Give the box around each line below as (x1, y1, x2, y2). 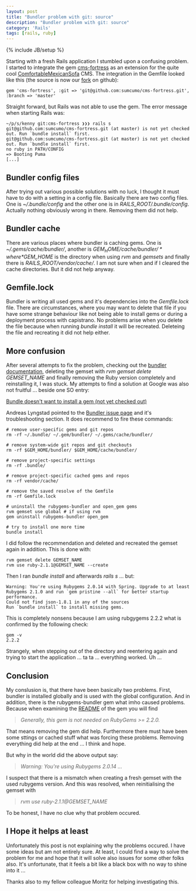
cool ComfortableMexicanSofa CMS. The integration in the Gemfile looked (6, 70, 185, 77)
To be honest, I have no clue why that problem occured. (6, 809, 141, 816)
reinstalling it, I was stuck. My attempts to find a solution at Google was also (6, 380, 189, 387)
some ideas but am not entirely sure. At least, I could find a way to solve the (6, 848, 189, 855)
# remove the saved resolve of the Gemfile (6, 489, 114, 494)
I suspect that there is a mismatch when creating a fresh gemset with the (6, 774, 182, 781)
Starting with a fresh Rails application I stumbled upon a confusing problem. (6, 58, 189, 65)
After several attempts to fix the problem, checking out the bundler (6, 361, 167, 369)
